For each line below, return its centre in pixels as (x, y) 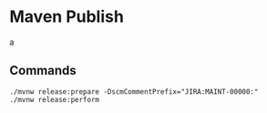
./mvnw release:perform (55, 99)
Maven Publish (67, 17)
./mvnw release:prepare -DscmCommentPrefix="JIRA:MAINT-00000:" (134, 92)
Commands (43, 71)
